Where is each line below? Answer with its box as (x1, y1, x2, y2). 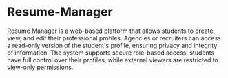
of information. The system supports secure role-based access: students (7, 49, 215, 57)
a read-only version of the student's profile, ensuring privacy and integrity (7, 41, 218, 49)
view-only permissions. (7, 63, 74, 71)
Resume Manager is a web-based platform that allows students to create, (7, 27, 216, 35)
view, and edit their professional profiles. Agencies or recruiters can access (7, 34, 222, 42)
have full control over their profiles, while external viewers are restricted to (7, 55, 218, 64)
